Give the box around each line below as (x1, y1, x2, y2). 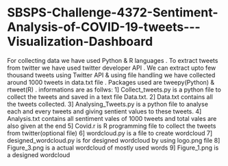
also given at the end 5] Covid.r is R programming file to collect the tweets (7, 122, 216, 130)
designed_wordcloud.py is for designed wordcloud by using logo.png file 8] (7, 136, 220, 144)
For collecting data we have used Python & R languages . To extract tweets (7, 56, 218, 64)
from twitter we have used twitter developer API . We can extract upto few (7, 64, 216, 72)
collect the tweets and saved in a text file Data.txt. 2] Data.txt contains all (7, 92, 214, 100)
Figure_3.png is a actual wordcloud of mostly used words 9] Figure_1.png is (7, 143, 219, 152)
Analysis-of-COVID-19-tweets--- (7, 19, 201, 35)
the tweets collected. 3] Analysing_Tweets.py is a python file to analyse (7, 100, 209, 108)
